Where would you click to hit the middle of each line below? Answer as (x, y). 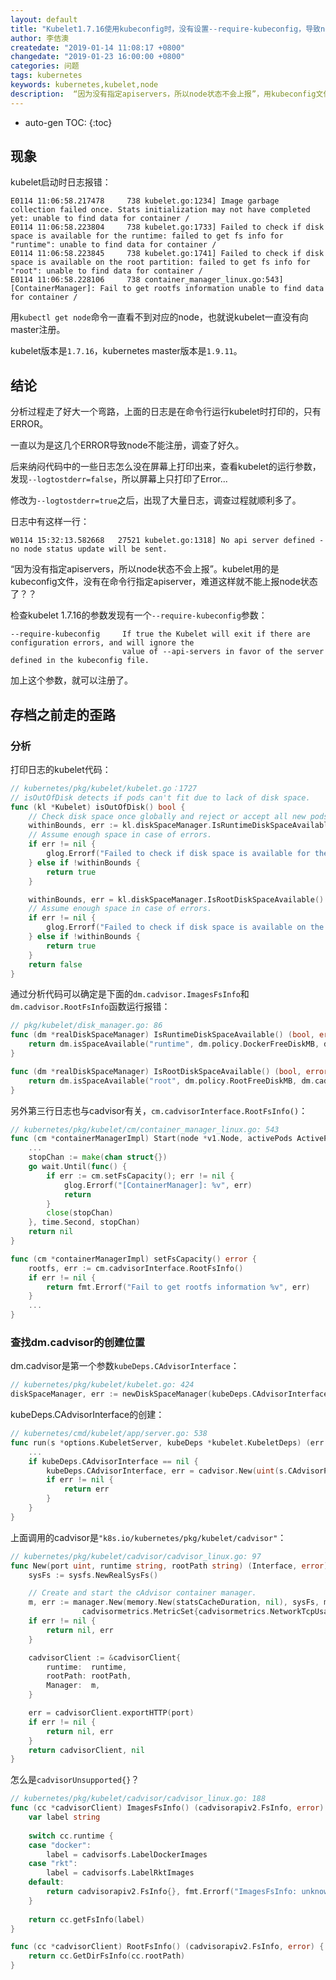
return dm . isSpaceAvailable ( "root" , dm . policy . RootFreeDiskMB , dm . (171, 1081)
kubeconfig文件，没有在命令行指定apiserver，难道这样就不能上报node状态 (164, 582)
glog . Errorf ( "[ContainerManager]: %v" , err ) (158, 1185)
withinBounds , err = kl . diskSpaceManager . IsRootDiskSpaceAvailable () (176, 899)
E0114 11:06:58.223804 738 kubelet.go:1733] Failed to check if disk (167, 227)
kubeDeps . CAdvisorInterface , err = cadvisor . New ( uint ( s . (167, 1471)
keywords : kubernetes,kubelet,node (84, 85)
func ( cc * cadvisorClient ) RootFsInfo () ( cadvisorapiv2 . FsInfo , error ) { (167, 1947)
